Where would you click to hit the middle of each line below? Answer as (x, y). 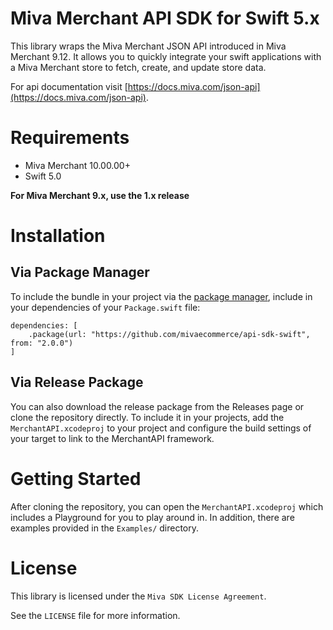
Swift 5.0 (43, 176)
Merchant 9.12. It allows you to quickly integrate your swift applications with (166, 56)
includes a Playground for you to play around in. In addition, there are (152, 517)
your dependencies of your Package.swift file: (105, 307)
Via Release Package (77, 382)
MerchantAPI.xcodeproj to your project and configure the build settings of (161, 428)
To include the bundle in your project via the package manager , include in (161, 296)
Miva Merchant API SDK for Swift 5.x (165, 18)
